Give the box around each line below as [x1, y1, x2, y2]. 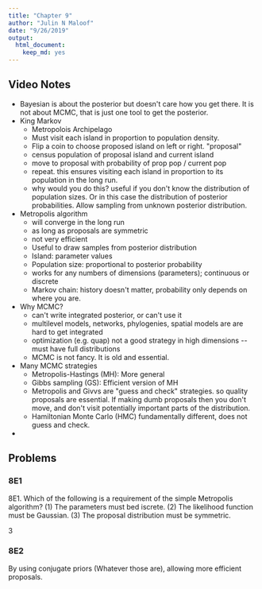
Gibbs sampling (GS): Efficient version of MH [31, 378, 179, 387]
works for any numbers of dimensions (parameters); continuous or [31, 268, 250, 277]
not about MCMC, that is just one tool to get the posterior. [19, 107, 209, 117]
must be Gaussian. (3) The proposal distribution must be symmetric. [8, 510, 232, 520]
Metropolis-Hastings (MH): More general [31, 369, 165, 378]
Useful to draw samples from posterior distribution [31, 242, 197, 252]
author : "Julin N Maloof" [8, 19, 94, 27]
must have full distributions [31, 343, 121, 354]
